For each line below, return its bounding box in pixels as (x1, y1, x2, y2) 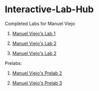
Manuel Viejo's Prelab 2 (12, 70, 62, 76)
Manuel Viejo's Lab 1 (12, 30, 56, 36)
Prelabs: (5, 60, 22, 66)
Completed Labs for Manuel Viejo (5, 20, 75, 27)
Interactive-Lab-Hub (5, 4, 94, 15)
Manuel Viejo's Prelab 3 (12, 80, 62, 86)
